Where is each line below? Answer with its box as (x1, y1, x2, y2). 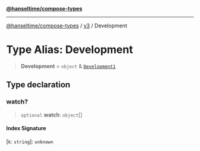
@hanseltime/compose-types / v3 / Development (6, 22, 127, 29)
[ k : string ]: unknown (6, 138, 54, 145)
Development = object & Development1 (20, 62, 116, 70)
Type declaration (6, 80, 70, 90)
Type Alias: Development (6, 43, 133, 56)
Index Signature (6, 125, 46, 132)
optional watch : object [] (20, 111, 83, 118)
